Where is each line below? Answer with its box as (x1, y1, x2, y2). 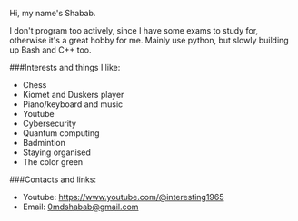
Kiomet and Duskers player (22, 90, 124, 100)
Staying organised (22, 147, 91, 158)
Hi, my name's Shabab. (9, 8, 96, 18)
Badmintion (22, 138, 65, 148)
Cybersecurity (22, 118, 77, 129)
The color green (22, 157, 84, 167)
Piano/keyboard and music (22, 99, 124, 110)
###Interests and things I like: (9, 62, 121, 72)
